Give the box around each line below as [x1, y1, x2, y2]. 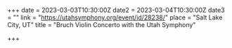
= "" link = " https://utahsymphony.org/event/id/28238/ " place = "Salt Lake [7, 13, 223, 22]
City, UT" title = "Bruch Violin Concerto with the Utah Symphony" [7, 21, 196, 29]
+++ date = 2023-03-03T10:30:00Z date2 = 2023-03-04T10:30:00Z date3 [7, 6, 225, 14]
